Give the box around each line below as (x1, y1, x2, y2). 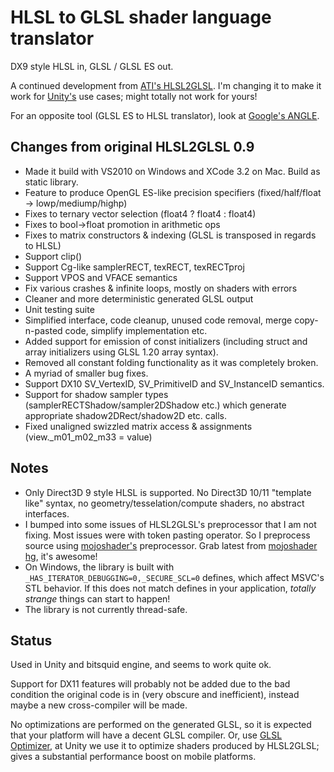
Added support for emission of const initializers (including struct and (24, 335, 308, 347)
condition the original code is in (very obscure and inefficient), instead (10, 689, 300, 701)
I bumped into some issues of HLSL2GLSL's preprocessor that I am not (24, 518, 317, 530)
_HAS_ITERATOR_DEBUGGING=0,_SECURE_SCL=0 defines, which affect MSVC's (24, 571, 325, 583)
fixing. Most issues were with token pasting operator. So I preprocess (24, 529, 311, 541)
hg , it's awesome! (24, 550, 98, 562)
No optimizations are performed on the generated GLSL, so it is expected (10, 719, 312, 731)
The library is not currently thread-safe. (24, 603, 188, 615)
